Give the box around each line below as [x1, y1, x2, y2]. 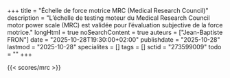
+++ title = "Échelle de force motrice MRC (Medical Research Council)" [7, 7, 209, 14]
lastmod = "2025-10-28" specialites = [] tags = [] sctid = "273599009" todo [7, 43, 222, 51]
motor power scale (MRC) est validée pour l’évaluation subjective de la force [7, 21, 223, 29]
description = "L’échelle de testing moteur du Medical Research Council [7, 14, 211, 22]
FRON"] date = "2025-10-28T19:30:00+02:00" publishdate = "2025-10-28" [7, 36, 220, 44]
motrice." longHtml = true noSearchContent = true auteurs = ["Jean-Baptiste [7, 28, 223, 36]
